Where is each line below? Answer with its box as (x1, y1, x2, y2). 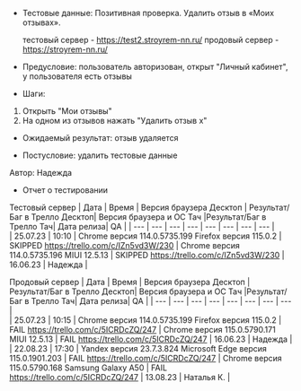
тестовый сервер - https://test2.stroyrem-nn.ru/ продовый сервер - (22, 35, 279, 45)
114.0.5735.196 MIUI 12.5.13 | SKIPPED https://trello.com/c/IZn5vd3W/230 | (9, 250, 285, 260)
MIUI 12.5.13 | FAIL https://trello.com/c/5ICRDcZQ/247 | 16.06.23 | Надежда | (9, 334, 293, 344)
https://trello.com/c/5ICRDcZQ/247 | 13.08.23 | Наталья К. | (9, 372, 231, 382)
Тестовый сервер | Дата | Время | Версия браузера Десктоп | (9, 202, 247, 213)
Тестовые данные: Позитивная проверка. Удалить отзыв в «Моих (22, 8, 275, 18)
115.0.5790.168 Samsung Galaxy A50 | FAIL (9, 362, 168, 373)
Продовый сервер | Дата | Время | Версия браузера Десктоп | (9, 277, 251, 287)
